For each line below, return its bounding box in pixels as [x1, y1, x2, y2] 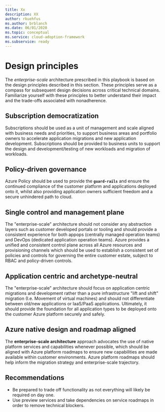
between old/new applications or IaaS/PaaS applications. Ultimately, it [5, 300, 147, 306]
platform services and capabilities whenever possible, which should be [5, 344, 149, 350]
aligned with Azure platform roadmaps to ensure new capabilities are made [5, 349, 158, 354]
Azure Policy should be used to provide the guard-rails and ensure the [5, 178, 150, 184]
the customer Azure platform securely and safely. [5, 311, 105, 317]
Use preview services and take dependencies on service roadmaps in [12, 397, 154, 403]
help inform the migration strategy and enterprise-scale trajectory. [5, 359, 140, 365]
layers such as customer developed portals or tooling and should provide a [5, 227, 157, 233]
